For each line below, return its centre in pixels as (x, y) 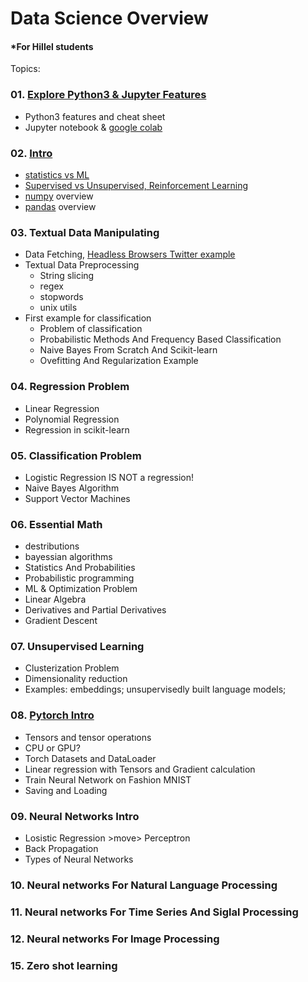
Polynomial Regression (72, 419)
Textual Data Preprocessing (82, 265)
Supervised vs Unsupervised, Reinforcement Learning (136, 185)
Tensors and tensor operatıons (88, 737)
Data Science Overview (109, 18)
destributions (52, 546)
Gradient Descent (61, 621)
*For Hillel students (52, 46)
